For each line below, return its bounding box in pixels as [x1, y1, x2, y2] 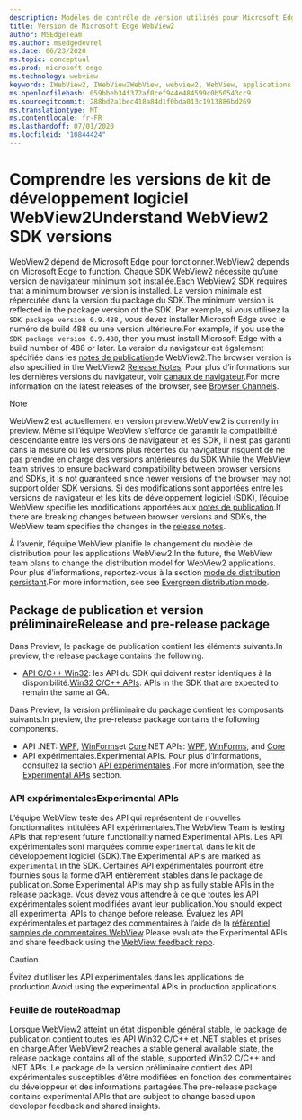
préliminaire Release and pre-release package [9, 617, 271, 632]
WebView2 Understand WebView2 [9, 208, 269, 228]
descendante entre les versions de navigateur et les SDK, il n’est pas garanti [9, 434, 291, 446]
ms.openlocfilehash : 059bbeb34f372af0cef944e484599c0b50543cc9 [9, 88, 252, 97]
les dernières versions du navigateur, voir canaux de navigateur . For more [9, 371, 280, 382]
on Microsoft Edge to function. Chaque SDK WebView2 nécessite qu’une [9, 266, 279, 276]
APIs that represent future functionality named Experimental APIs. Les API [9, 831, 283, 842]
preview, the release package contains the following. [9, 650, 205, 661]
